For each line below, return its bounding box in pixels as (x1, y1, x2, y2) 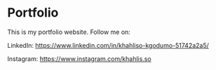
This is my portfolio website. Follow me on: (7, 28, 131, 36)
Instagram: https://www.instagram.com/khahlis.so (7, 54, 152, 63)
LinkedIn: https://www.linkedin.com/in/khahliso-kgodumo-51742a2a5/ (7, 41, 209, 49)
